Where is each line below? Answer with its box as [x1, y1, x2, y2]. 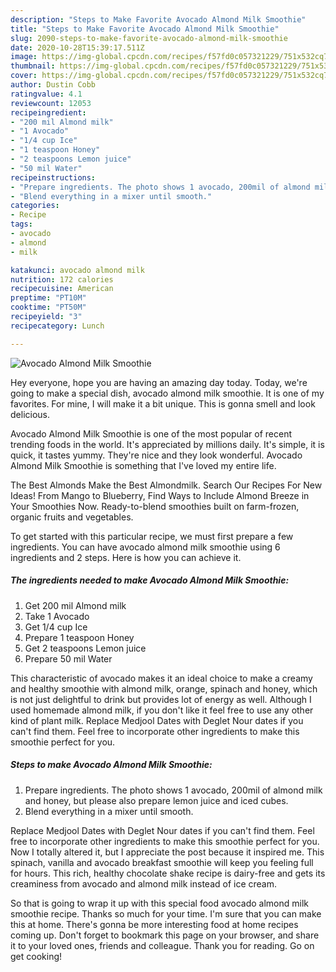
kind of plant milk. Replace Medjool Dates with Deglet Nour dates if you [10, 714, 304, 726]
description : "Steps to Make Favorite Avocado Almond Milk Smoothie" [10, 14, 307, 25]
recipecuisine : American [10, 284, 114, 294]
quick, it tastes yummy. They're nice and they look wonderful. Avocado [10, 449, 303, 461]
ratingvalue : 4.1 [10, 89, 83, 99]
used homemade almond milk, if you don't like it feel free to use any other [10, 704, 314, 716]
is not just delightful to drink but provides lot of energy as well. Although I [10, 693, 312, 705]
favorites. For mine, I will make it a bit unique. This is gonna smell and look [10, 397, 316, 410]
